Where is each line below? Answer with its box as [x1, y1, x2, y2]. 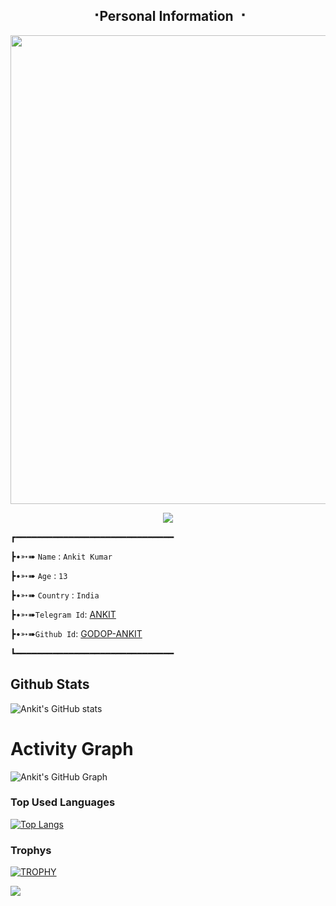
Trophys [10, 843, 52, 857]
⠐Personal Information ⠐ [89, 8, 247, 25]
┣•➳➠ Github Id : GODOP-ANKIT [10, 627, 143, 639]
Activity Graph [10, 737, 134, 760]
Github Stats [10, 676, 90, 693]
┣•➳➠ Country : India [10, 589, 100, 601]
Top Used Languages [10, 795, 116, 809]
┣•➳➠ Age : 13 [10, 569, 68, 581]
